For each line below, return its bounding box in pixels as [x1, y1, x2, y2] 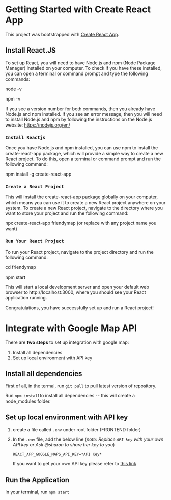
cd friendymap [5, 264, 37, 270]
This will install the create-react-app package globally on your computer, [5, 194, 158, 200]
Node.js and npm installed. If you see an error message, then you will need [5, 111, 162, 117]
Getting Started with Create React [5, 4, 151, 15]
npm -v [5, 95, 21, 102]
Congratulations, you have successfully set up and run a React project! [5, 305, 154, 311]
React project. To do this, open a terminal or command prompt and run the [5, 156, 161, 162]
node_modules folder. [5, 398, 51, 404]
